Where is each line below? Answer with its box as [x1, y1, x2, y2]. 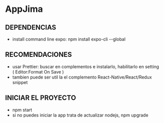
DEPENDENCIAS [5, 23, 56, 32]
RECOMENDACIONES [5, 50, 72, 59]
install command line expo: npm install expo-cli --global [12, 36, 126, 42]
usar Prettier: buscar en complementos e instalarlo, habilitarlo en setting [12, 63, 160, 70]
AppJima [5, 3, 43, 15]
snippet [12, 79, 28, 85]
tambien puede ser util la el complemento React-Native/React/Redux [12, 74, 152, 80]
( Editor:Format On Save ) [12, 69, 64, 75]
